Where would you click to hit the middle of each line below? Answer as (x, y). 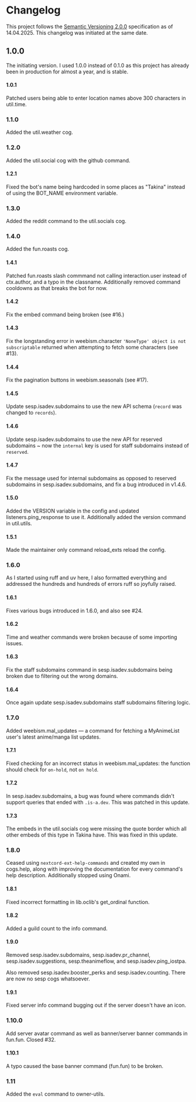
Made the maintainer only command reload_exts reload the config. (86, 550)
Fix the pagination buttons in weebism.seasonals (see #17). (77, 380)
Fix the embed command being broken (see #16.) (65, 314)
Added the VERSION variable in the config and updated (73, 511)
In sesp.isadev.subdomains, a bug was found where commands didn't (90, 796)
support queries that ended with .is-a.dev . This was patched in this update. (98, 802)
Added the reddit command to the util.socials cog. (66, 221)
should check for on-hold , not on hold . (52, 769)
